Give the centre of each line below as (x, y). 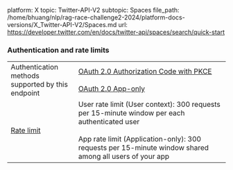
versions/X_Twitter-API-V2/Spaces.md (62, 25)
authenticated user (109, 122)
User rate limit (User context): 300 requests (149, 105)
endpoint (25, 93)
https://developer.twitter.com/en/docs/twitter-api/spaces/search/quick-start (116, 32)
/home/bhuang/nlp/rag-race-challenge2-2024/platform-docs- (96, 17)
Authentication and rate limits (58, 50)
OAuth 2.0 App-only (112, 89)
